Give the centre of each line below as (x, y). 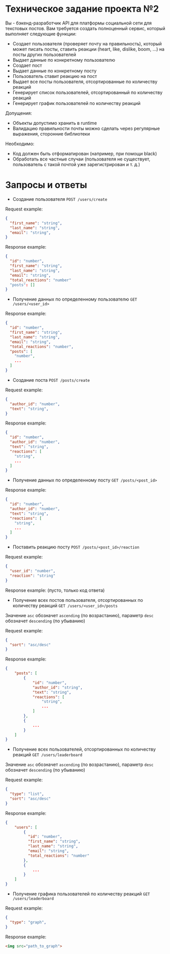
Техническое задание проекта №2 (82, 9)
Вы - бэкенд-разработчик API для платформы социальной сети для (79, 23)
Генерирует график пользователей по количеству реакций (77, 103)
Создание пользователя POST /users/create (60, 199)
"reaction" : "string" (33, 576)
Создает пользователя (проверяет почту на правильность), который (87, 43)
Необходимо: (20, 144)
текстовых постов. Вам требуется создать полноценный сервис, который (85, 28)
